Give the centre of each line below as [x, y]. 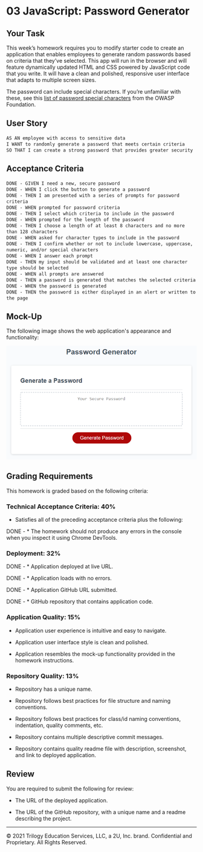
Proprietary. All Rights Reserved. [47, 842]
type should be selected [37, 268]
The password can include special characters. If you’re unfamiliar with [94, 91]
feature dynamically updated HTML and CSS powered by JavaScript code [98, 67]
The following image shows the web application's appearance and [89, 331]
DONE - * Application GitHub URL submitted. [62, 590]
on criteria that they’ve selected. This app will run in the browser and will [97, 61]
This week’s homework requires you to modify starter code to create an [95, 48]
